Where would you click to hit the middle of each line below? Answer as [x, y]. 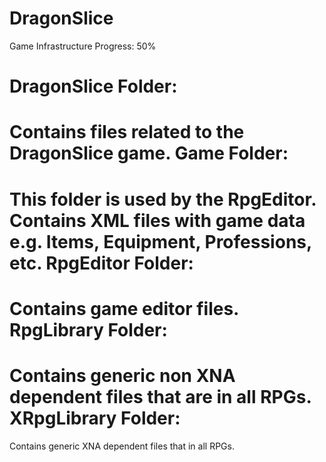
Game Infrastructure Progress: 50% [83, 46]
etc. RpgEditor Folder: [101, 263]
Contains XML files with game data [157, 220]
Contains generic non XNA [122, 375]
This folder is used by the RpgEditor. [163, 199]
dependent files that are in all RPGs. [160, 396]
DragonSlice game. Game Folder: [149, 153]
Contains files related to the [127, 132]
